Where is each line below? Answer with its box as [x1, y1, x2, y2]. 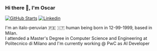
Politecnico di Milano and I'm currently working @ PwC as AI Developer [5, 41, 150, 47]
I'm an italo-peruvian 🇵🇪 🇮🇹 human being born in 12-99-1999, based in [5, 25, 153, 31]
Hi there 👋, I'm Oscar [5, 4, 56, 11]
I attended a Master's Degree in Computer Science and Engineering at [5, 35, 148, 41]
